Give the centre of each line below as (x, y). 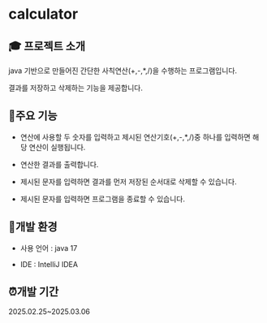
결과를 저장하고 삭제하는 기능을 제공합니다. (76, 88)
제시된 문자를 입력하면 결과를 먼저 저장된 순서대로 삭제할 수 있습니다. (128, 181)
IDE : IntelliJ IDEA (49, 264)
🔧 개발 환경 (33, 227)
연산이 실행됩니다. (57, 147)
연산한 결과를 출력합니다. (59, 164)
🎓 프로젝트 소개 (47, 46)
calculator (43, 14)
